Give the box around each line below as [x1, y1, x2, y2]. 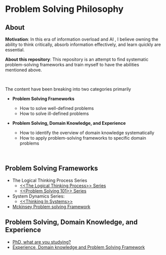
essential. [5, 47, 25, 52]
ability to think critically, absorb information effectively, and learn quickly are [5, 42, 161, 48]
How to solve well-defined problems [19, 105, 94, 111]
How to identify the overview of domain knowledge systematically [19, 130, 155, 136]
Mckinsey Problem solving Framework [12, 204, 91, 209]
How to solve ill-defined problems [19, 110, 89, 116]
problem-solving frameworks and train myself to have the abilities [5, 62, 140, 67]
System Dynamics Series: [12, 193, 65, 199]
